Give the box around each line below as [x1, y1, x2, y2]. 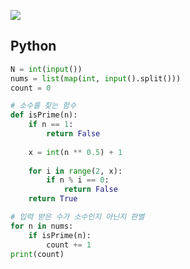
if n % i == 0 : [46, 175, 110, 185]
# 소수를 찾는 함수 [10, 101, 77, 111]
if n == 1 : [28, 120, 74, 130]
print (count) [10, 249, 65, 259]
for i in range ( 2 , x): [28, 166, 123, 176]
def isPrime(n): [10, 110, 78, 120]
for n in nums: [10, 221, 74, 231]
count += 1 [46, 240, 92, 250]
